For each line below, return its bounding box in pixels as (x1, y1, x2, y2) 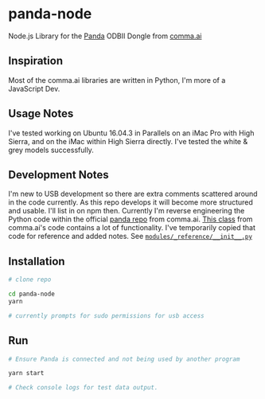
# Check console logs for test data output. (8, 384, 158, 392)
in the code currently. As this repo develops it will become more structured (8, 198, 253, 207)
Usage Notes (8, 107, 74, 120)
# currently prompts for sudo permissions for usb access (8, 311, 205, 319)
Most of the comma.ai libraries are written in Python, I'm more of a (8, 75, 226, 84)
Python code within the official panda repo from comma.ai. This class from (8, 214, 253, 224)
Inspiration (8, 54, 64, 68)
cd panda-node (8, 290, 56, 299)
